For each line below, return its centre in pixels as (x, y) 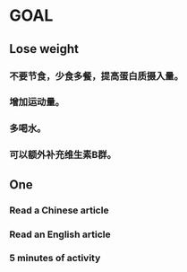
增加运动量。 (37, 102)
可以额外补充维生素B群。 (63, 155)
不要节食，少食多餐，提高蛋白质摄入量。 (96, 75)
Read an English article (60, 234)
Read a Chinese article (59, 210)
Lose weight (44, 49)
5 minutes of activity (55, 259)
